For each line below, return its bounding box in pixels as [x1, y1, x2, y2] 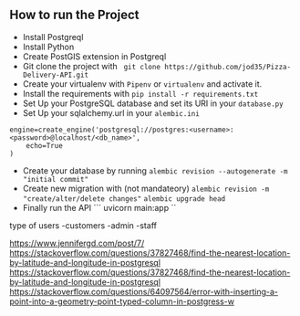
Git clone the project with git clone [22, 60, 161, 71]
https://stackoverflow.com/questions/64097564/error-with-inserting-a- [9, 286, 278, 297]
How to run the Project [9, 7, 140, 23]
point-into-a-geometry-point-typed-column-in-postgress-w [9, 296, 235, 307]
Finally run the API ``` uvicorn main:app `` [22, 202, 177, 213]
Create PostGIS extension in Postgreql [22, 50, 167, 62]
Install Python [22, 41, 75, 52]
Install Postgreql [22, 31, 84, 42]
